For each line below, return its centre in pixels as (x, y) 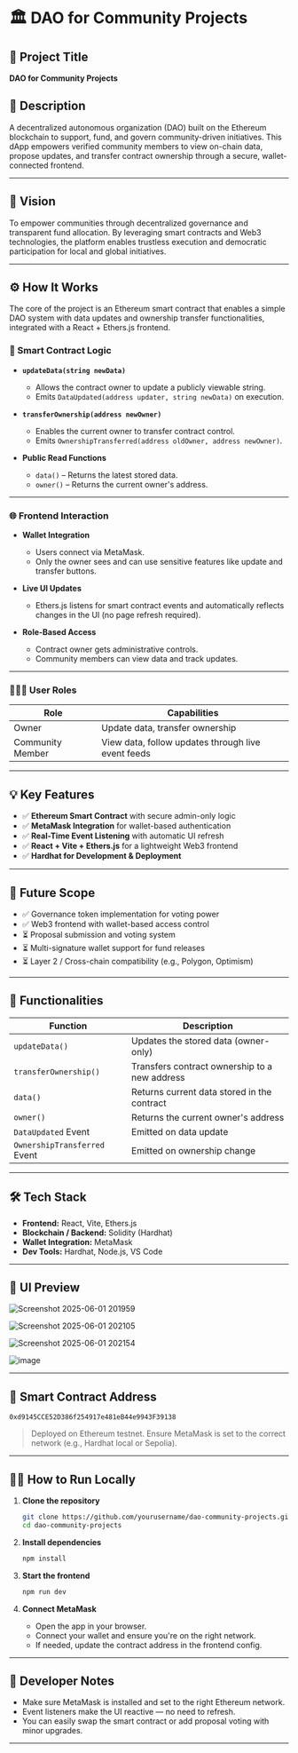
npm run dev (44, 1591)
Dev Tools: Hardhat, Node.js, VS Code (92, 1251)
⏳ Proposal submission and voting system (98, 934)
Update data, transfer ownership (169, 728)
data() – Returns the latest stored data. (106, 475)
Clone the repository (61, 1501)
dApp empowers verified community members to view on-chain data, (136, 146)
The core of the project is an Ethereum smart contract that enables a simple (147, 309)
